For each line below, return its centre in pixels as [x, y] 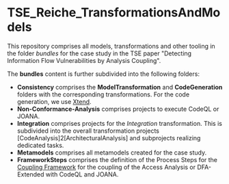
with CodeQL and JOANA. [82, 174]
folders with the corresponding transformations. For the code [103, 94]
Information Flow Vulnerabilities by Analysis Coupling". [84, 60]
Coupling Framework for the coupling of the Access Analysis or [106, 167]
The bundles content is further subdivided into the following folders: [104, 74]
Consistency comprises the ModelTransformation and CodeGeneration [120, 87]
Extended [30, 174]
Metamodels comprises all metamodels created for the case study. [112, 153]
